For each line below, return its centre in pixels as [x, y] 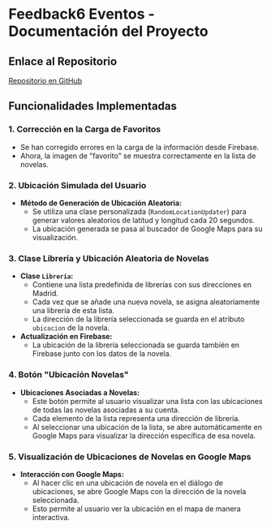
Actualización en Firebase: [66, 337]
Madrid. [45, 294]
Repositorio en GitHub [45, 81]
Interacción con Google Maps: [72, 474]
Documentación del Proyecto [108, 31]
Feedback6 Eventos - [82, 14]
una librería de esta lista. [73, 311]
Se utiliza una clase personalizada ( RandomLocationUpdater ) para [140, 211]
